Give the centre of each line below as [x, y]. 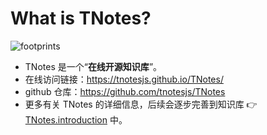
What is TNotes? [81, 18]
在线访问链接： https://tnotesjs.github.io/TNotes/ [124, 79]
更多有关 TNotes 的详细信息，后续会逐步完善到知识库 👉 [141, 104]
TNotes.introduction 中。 [76, 119]
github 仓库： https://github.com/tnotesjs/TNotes [125, 91]
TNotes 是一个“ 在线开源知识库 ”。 [93, 66]
